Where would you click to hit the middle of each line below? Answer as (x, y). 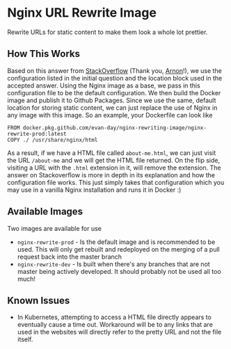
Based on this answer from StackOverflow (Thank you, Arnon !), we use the (115, 70)
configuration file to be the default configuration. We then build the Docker (114, 92)
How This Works (44, 54)
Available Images (45, 212)
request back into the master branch (70, 257)
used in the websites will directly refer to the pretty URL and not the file (119, 332)
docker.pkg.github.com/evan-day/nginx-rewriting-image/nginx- (115, 128)
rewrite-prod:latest (37, 133)
